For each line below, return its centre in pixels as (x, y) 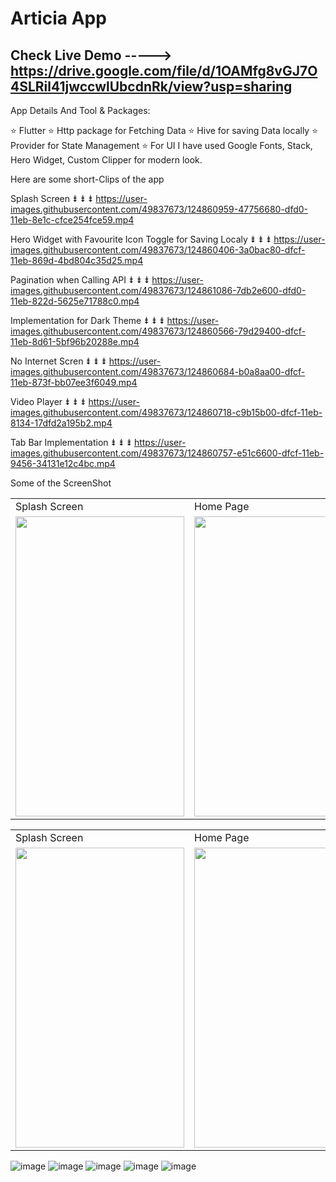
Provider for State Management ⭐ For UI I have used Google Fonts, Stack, (161, 145)
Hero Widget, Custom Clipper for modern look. (106, 160)
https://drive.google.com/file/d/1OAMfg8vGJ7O (164, 70)
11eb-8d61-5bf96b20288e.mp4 (75, 341)
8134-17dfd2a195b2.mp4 (61, 423)
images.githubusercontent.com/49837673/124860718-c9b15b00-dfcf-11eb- (166, 412)
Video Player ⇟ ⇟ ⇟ (48, 401)
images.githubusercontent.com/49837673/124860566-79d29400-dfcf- (158, 331)
